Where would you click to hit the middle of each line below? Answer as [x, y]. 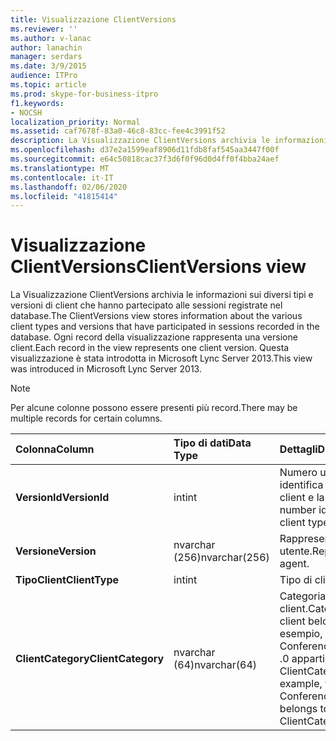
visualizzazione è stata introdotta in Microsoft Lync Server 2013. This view [161, 358]
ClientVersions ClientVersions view [158, 267]
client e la [302, 498]
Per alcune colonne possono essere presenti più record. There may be [154, 408]
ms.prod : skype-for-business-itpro [84, 94]
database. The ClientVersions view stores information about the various [156, 316]
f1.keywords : [37, 103]
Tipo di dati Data [212, 443]
